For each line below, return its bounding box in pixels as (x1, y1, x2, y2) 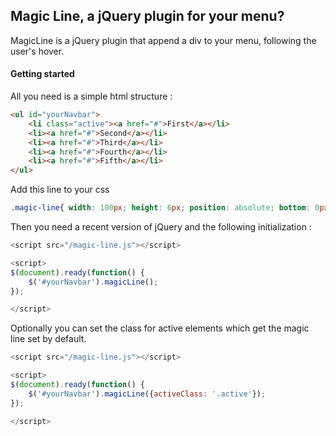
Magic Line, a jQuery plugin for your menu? (10, 8, 285, 25)
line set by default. (10, 333, 87, 345)
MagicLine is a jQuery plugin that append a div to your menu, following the (10, 34, 317, 46)
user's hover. (10, 45, 65, 57)
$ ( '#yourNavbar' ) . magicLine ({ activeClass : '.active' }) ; (28, 389, 267, 399)
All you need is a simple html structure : (10, 90, 173, 103)
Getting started (10, 68, 75, 80)
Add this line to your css (10, 184, 110, 196)
